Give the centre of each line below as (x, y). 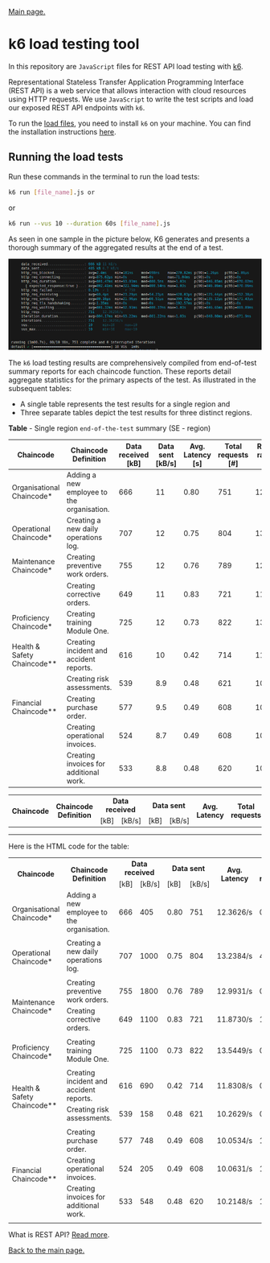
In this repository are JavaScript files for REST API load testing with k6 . (126, 66)
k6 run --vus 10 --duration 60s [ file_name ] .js (90, 223)
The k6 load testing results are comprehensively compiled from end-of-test (133, 363)
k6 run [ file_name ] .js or (51, 192)
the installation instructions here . (62, 131)
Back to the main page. (47, 1250)
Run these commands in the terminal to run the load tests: (104, 176)
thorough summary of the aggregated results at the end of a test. (116, 247)
